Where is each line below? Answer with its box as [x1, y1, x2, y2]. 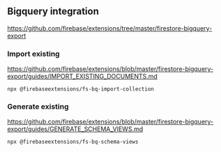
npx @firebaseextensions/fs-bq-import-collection [7, 86, 155, 93]
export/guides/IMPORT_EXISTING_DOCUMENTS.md [7, 73, 158, 81]
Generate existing [7, 102, 69, 112]
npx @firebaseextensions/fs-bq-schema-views [7, 139, 139, 146]
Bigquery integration [7, 6, 99, 17]
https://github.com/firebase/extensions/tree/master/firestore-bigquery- [7, 24, 213, 32]
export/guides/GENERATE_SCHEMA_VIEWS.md [7, 125, 144, 133]
